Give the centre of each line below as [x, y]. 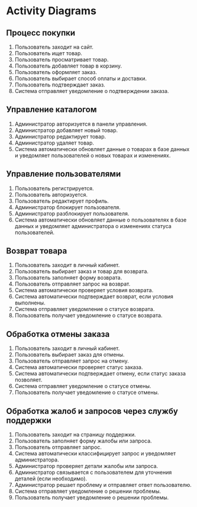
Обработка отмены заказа [58, 334]
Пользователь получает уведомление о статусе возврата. [88, 316]
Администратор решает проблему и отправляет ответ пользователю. [103, 485]
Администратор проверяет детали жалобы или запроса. [86, 466]
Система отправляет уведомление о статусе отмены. [83, 386]
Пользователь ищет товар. [49, 53]
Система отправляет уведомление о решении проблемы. [88, 491]
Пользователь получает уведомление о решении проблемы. [92, 498]
